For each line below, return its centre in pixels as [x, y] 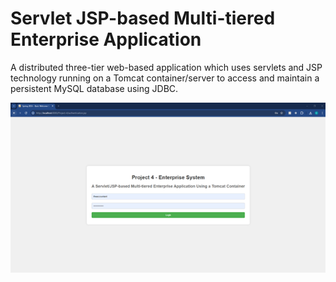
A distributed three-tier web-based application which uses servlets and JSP [166, 67]
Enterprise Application [106, 39]
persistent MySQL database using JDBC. [94, 88]
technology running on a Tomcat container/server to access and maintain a [165, 78]
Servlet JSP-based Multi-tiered [143, 18]
